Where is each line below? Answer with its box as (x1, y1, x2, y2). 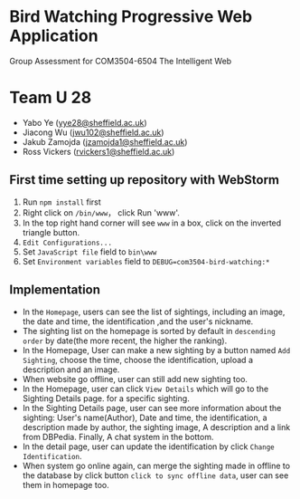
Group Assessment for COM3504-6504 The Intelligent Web (9, 55, 232, 66)
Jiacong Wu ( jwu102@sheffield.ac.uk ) (22, 127, 164, 138)
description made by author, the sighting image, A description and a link (22, 421, 291, 432)
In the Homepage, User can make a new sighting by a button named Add (22, 344, 291, 355)
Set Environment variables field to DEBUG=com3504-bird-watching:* (22, 255, 270, 266)
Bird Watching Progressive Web (9, 6, 253, 27)
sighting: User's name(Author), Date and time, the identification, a (22, 412, 268, 423)
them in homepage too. (22, 479, 110, 490)
